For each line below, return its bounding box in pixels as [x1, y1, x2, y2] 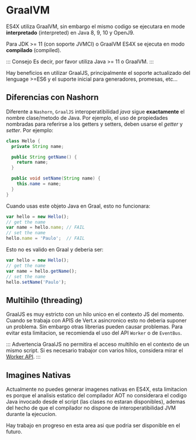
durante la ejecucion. [6, 411, 57, 417]
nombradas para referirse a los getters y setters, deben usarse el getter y [6, 121, 183, 128]
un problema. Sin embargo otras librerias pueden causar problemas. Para [6, 323, 183, 331]
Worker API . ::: [6, 353, 41, 360]
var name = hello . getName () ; [6, 268, 77, 274]
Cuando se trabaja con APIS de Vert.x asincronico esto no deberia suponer [6, 317, 187, 324]
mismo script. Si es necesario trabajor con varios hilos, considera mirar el [6, 347, 183, 354]
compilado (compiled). [6, 46, 61, 53]
